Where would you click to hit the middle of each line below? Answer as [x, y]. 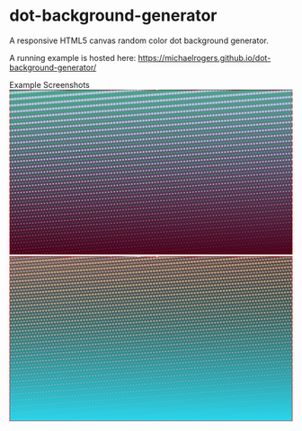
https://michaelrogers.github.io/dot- [204, 57]
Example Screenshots [49, 84]
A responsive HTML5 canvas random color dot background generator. [139, 40]
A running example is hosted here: [73, 57]
